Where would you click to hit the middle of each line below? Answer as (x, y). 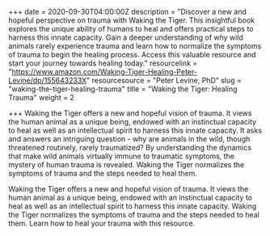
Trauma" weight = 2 (42, 97)
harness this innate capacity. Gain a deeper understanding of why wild (126, 37)
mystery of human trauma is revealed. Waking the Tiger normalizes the (127, 164)
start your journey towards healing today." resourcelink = (103, 63)
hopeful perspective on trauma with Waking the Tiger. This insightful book (132, 20)
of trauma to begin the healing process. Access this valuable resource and (132, 55)
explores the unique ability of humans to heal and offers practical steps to (131, 29)
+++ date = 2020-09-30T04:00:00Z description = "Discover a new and (127, 12)
